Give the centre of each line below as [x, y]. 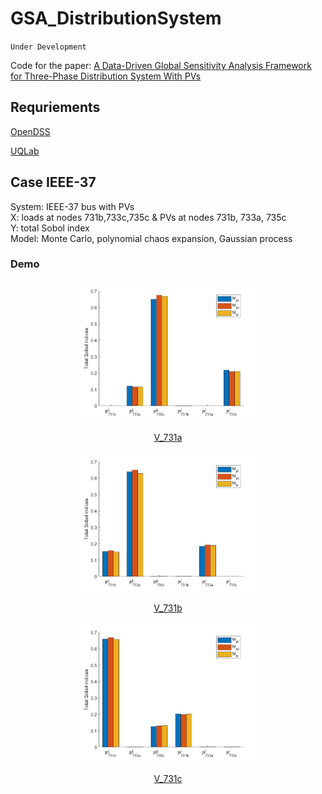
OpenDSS [30, 131]
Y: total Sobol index [50, 228]
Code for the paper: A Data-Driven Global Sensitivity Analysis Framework [161, 65]
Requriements [55, 107]
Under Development [48, 47]
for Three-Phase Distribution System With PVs [106, 76]
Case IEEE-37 [53, 182]
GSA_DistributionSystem [116, 18]
